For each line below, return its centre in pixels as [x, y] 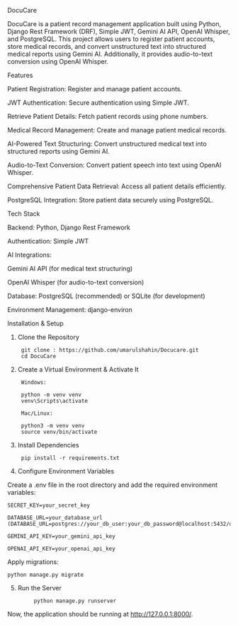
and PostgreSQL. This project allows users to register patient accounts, [111, 39]
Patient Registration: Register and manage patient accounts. [95, 89]
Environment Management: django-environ [70, 310]
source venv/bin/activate [59, 432]
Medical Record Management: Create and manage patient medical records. [117, 130]
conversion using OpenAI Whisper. [58, 62]
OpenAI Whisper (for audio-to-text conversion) [76, 282]
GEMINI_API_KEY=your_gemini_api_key [61, 537]
